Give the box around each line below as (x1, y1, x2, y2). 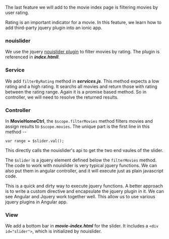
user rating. (5, 10, 29, 16)
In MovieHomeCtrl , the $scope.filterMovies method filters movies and (5, 118, 153, 124)
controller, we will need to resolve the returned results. (5, 94, 119, 100)
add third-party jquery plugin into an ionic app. (5, 25, 102, 31)
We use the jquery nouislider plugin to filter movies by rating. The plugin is (5, 49, 160, 55)
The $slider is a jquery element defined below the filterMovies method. (5, 157, 157, 163)
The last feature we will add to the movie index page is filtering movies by (5, 5, 158, 10)
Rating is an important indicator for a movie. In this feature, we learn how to (5, 20, 162, 25)
